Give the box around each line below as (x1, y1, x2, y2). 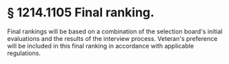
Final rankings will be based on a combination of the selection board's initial (7, 27, 223, 35)
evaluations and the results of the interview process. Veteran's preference (7, 34, 218, 42)
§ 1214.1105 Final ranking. (7, 5, 155, 20)
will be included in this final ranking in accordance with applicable (7, 42, 195, 50)
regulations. (7, 49, 41, 57)
